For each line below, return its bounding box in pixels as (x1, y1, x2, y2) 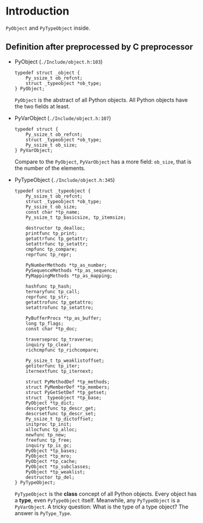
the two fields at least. (14, 102, 70, 110)
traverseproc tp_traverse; (25, 336, 94, 342)
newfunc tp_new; (25, 431, 67, 438)
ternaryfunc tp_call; (25, 288, 80, 295)
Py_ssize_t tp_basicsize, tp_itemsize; (25, 214, 127, 221)
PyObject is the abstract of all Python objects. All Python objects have (14, 96, 188, 104)
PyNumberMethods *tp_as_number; (25, 262, 107, 268)
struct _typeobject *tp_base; (25, 395, 102, 401)
